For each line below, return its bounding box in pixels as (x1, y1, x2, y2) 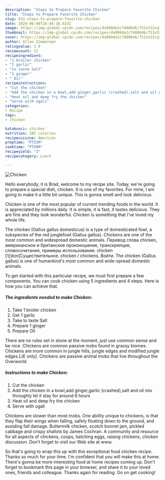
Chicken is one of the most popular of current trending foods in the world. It (5, 201, 159, 207)
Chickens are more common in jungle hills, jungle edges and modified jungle (5, 348, 160, 354)
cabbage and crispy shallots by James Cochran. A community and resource (5, 428, 159, 434)
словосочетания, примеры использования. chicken (5, 247, 113, 253)
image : (5, 26, 19, 31)
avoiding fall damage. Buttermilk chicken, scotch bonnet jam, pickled (5, 423, 144, 429)
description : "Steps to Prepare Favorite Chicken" (5, 7, 111, 12)
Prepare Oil (12, 328, 35, 333)
